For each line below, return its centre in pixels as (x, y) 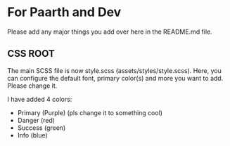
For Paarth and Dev (64, 12)
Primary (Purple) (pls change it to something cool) (90, 112)
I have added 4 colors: (40, 99)
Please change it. (32, 86)
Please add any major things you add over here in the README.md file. (110, 32)
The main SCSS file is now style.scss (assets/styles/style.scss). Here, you (114, 70)
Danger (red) (36, 120)
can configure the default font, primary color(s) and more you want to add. (115, 78)
